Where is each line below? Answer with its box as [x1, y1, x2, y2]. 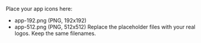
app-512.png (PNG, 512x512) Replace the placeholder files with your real [14, 24, 196, 30]
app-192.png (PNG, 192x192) [14, 17, 87, 24]
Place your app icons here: [5, 5, 73, 12]
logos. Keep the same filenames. [14, 30, 96, 37]
